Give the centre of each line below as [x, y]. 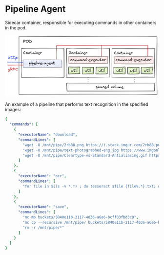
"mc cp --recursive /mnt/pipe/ [54, 222]
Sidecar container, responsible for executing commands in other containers [81, 23]
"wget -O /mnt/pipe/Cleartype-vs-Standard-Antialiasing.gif [85, 155]
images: [13, 110]
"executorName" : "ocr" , [42, 176]
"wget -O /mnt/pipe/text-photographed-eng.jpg [71, 150]
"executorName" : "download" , [48, 135]
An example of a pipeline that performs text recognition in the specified [77, 104]
